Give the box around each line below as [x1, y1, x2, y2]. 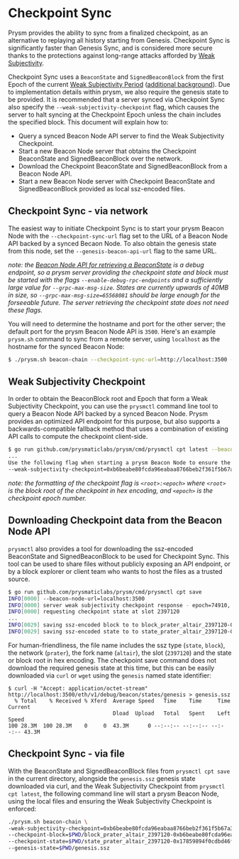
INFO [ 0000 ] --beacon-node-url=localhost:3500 [8, 595, 145, 602]
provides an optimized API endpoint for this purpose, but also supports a [8, 417, 221, 426]
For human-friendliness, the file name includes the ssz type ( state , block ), [8, 641, 226, 649]
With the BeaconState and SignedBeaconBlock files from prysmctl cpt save [8, 767, 230, 775]
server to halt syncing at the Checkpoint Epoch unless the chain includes [8, 110, 222, 119]
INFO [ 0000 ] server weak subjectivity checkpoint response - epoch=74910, [8, 602, 231, 609]
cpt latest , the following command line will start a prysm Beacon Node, [8, 789, 219, 798]
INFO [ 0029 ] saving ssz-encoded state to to [8, 628, 139, 635]
